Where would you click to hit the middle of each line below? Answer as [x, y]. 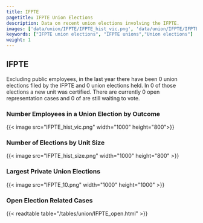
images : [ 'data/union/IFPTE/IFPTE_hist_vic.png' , [70, 29]
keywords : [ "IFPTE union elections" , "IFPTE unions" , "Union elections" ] [100, 34]
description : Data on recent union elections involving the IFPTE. [93, 23]
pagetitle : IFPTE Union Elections [50, 18]
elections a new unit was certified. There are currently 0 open [83, 92]
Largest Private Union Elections [53, 172]
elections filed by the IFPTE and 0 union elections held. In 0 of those [91, 85]
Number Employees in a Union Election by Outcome [83, 114]
